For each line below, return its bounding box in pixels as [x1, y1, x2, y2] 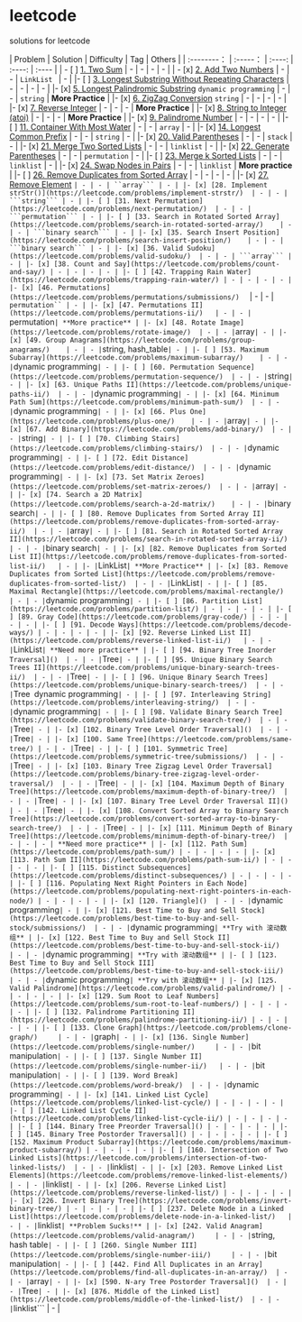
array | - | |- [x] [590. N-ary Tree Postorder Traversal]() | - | [29, 1275, 288, 1286]
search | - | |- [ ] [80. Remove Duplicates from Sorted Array [9, 507, 250, 519]
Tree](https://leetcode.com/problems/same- [126, 734, 293, 744]
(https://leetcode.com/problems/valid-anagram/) [9, 1231, 196, 1240]
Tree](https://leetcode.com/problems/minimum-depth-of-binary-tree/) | [9, 831, 288, 840]
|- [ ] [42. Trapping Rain [122, 267, 224, 276]
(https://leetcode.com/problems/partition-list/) [9, 604, 200, 613]
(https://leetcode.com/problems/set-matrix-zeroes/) [9, 482, 212, 491]
